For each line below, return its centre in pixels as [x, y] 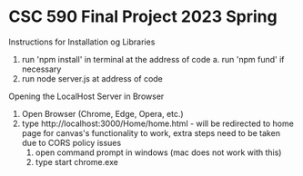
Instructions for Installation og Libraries [82, 42]
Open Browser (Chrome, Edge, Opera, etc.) [102, 113]
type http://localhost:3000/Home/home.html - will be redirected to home [158, 123]
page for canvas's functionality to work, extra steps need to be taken [151, 132]
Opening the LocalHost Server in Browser [86, 96]
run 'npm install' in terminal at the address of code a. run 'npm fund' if [153, 59]
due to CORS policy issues [71, 142]
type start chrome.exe [77, 161]
